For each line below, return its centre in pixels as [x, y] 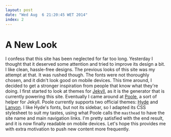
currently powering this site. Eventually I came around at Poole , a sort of [81, 97]
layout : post [19, 10]
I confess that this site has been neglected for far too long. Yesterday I [79, 59]
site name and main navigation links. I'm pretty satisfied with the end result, [85, 118]
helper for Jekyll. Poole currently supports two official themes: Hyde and [82, 102]
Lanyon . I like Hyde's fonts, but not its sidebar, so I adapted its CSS [76, 107]
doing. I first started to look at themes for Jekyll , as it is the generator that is [85, 91]
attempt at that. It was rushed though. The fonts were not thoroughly [77, 75]
